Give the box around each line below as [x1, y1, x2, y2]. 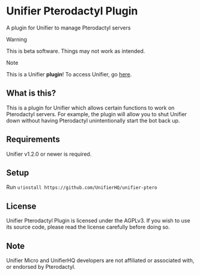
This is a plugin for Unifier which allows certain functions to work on [6, 104, 175, 111]
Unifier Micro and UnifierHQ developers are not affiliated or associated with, [6, 257, 195, 264]
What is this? [6, 88, 56, 99]
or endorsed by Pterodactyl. [6, 263, 76, 270]
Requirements [6, 134, 60, 145]
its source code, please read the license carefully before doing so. [6, 224, 170, 231]
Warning [6, 35, 27, 43]
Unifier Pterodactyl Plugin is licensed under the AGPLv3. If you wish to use [6, 217, 190, 224]
